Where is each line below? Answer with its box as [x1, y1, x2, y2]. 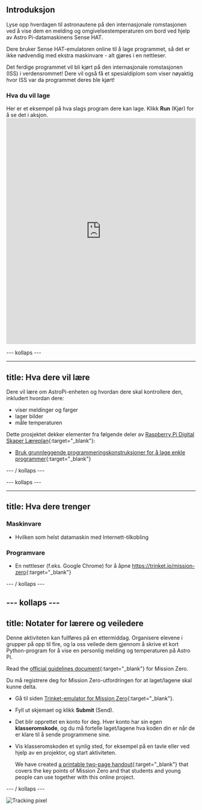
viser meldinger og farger [14, 406, 78, 413]
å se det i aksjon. [6, 111, 48, 119]
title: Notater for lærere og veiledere [6, 618, 144, 629]
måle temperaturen [14, 419, 63, 426]
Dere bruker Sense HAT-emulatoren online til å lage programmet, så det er [6, 45, 191, 52]
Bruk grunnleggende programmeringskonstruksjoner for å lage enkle [14, 448, 185, 456]
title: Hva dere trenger [6, 501, 91, 512]
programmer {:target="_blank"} [14, 455, 91, 462]
